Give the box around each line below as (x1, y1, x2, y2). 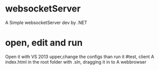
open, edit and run (5, 37, 83, 48)
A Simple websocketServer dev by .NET (5, 19, 87, 25)
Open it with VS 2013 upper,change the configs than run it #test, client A (5, 53, 154, 59)
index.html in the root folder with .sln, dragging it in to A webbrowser (5, 58, 146, 65)
